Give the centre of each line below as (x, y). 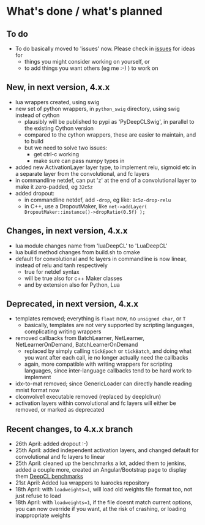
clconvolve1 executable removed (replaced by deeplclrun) (88, 397)
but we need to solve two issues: (66, 148)
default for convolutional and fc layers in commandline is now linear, (101, 259)
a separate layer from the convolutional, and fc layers (82, 173)
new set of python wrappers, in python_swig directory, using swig (97, 108)
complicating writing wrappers (63, 331)
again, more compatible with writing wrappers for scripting (98, 364)
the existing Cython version (59, 128)
